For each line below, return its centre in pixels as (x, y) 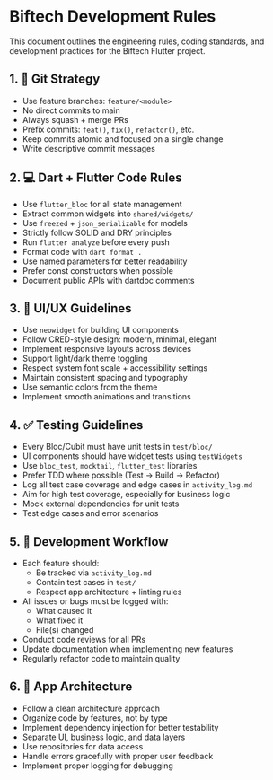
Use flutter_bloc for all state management (102, 204)
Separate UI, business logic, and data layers (104, 737)
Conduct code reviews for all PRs (84, 640)
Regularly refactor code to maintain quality (101, 658)
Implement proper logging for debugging (97, 766)
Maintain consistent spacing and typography (105, 378)
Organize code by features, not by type (95, 718)
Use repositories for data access (83, 746)
